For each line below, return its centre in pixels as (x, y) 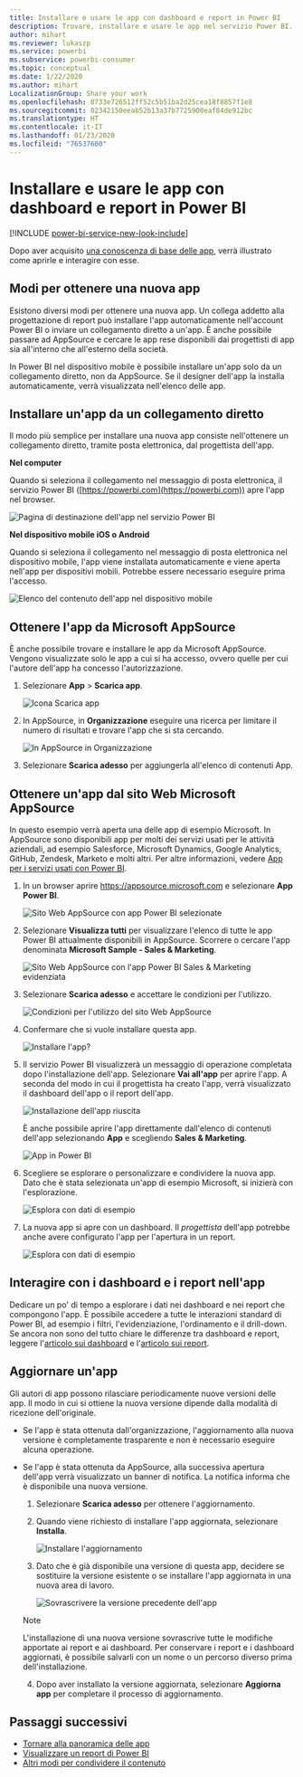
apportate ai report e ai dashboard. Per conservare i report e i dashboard (158, 1647)
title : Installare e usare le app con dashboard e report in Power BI (145, 18)
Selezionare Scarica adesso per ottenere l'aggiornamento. (146, 1504)
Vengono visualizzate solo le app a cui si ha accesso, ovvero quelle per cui (149, 659)
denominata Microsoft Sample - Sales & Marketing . (119, 949)
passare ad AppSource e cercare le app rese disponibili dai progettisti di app (152, 339)
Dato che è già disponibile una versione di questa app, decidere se (160, 1565)
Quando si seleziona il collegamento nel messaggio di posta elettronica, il (146, 480)
